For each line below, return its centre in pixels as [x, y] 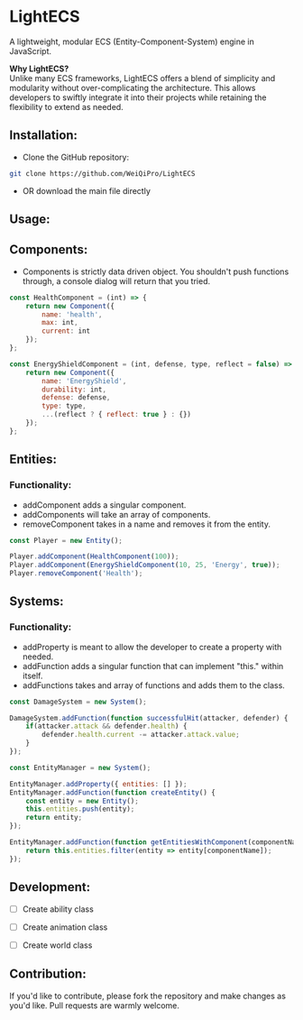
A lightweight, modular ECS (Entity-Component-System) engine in [132, 41]
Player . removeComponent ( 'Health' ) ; [76, 574]
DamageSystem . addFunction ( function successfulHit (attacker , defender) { [149, 718]
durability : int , [74, 390]
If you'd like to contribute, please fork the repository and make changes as [148, 996]
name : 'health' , [72, 314]
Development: [50, 887]
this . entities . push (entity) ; [80, 809]
